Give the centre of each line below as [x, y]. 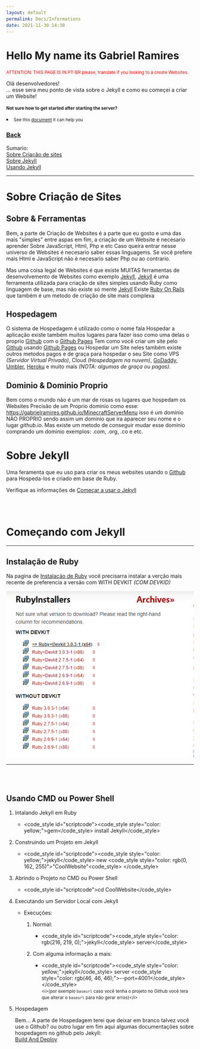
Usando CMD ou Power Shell [60, 798]
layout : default [26, 13]
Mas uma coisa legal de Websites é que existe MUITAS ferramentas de [93, 270]
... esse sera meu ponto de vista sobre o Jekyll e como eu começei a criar [97, 90]
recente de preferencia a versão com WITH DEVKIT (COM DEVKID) [88, 582]
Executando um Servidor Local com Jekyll [66, 901]
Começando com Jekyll [66, 532]
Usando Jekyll [24, 167]
